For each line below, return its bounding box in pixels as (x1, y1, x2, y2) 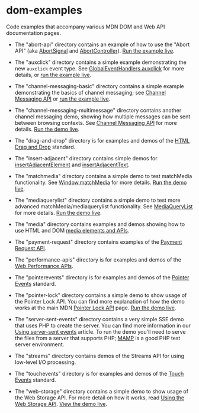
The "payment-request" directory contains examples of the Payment (14, 238, 182, 246)
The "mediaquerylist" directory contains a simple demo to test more (14, 196, 181, 204)
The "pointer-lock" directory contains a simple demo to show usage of (14, 291, 187, 299)
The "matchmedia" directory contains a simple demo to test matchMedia (14, 172, 192, 179)
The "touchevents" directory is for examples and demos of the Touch (14, 370, 184, 377)
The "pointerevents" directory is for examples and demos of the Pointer (14, 273, 190, 281)
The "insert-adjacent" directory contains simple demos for (14, 154, 158, 162)
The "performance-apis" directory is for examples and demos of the (14, 256, 182, 263)
